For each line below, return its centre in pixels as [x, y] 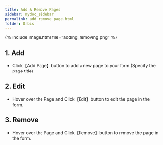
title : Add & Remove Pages [33, 10]
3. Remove [22, 120]
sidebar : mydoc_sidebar [30, 14]
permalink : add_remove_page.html [40, 19]
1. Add [15, 53]
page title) [23, 71]
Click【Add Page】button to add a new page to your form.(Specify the [84, 66]
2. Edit [15, 87]
